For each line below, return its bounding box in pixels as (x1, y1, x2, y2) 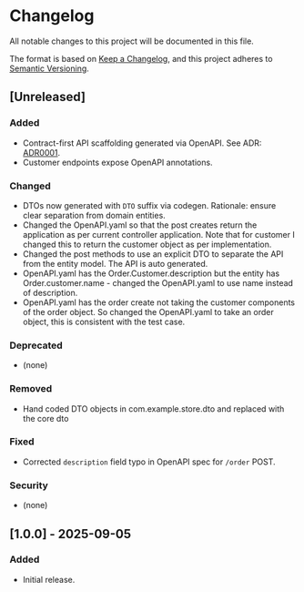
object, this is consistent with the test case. (22, 316, 186, 327)
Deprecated (9, 339, 64, 352)
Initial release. (22, 574, 76, 585)
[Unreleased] (9, 89, 86, 105)
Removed (9, 383, 53, 395)
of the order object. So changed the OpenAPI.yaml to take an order (22, 306, 275, 317)
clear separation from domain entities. (22, 209, 166, 220)
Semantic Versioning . (9, 63, 89, 74)
